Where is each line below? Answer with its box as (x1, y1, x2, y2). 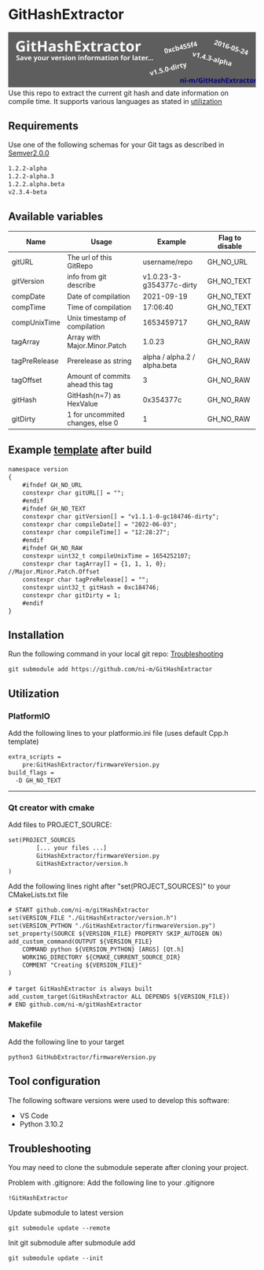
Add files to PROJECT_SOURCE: (8, 820, 112, 830)
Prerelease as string (66, 356, 132, 366)
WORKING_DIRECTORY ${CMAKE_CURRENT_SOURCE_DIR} (22, 953, 181, 962)
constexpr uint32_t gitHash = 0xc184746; (22, 583, 159, 592)
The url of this (66, 253, 112, 262)
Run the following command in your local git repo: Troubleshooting (8, 649, 224, 659)
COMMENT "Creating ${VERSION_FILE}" (22, 961, 143, 970)
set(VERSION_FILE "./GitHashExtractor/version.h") (8, 914, 178, 923)
